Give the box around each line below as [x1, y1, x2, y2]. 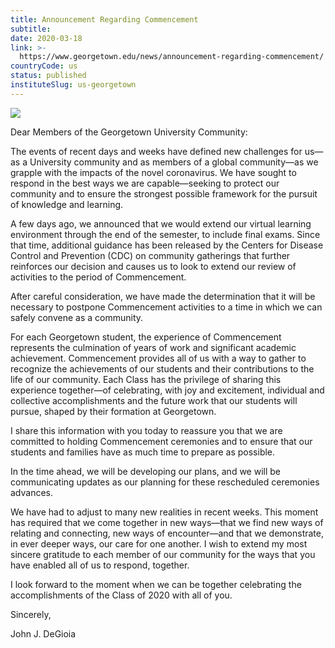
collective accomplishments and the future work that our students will [10, 394, 298, 406]
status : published [10, 71, 87, 81]
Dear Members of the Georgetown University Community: [10, 126, 248, 138]
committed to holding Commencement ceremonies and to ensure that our [10, 435, 313, 447]
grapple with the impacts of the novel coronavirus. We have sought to [10, 166, 297, 178]
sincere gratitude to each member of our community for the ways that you [10, 548, 316, 560]
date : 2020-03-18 [10, 33, 83, 43]
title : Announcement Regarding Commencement [10, 14, 199, 25]
